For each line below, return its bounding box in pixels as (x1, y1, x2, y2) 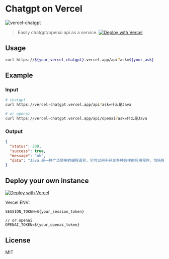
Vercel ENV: (5, 199, 30, 206)
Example (5, 71, 33, 80)
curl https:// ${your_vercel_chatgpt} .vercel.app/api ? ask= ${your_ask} (5, 57, 154, 62)
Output (5, 127, 23, 135)
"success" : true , (10, 149, 46, 154)
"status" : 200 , (10, 144, 42, 149)
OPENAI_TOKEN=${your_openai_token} (5, 222, 80, 227)
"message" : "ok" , (10, 153, 46, 158)
